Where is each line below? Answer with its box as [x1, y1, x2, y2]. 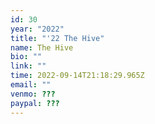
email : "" [10, 80, 52, 90]
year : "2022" [10, 24, 65, 34]
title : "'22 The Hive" [10, 33, 105, 43]
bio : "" [10, 52, 43, 62]
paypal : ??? [10, 98, 60, 108]
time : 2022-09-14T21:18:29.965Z [10, 71, 145, 81]
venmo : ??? [10, 89, 56, 99]
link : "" [10, 61, 47, 71]
